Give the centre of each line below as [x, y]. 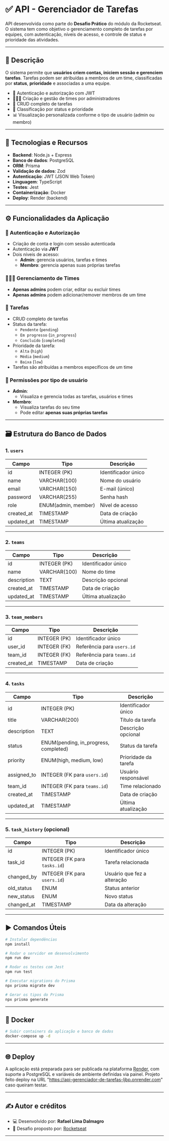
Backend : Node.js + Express [42, 155]
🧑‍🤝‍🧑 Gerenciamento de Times [42, 278]
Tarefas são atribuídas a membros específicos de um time [73, 367]
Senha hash [114, 497]
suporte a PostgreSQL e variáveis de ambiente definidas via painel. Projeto [82, 1074]
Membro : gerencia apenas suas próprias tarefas [70, 265]
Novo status [119, 897]
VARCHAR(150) [58, 488]
